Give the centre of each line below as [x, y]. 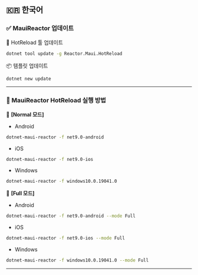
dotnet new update [29, 79]
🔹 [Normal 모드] [25, 114]
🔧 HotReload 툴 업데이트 [35, 42]
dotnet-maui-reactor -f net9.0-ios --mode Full [66, 238]
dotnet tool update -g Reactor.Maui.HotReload [64, 54]
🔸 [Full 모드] [20, 193]
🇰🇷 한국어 [25, 10]
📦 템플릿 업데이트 [27, 66]
